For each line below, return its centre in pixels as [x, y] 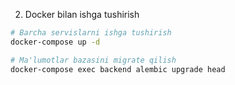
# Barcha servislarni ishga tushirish [91, 33]
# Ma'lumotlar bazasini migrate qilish [93, 60]
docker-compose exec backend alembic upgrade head [118, 69]
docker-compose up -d [55, 42]
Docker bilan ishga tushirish [82, 14]
